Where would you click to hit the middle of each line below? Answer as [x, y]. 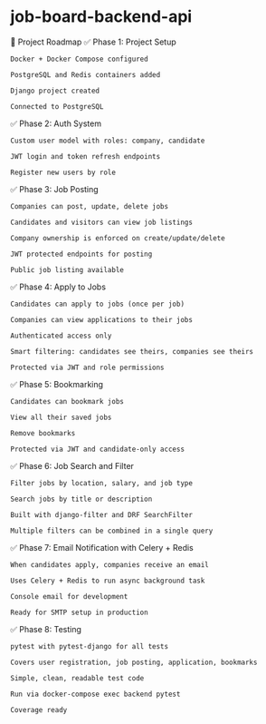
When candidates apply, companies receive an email [109, 564]
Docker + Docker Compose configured [79, 59]
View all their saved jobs [61, 417]
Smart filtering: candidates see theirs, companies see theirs [132, 351]
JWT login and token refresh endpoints [85, 156]
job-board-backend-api [101, 17]
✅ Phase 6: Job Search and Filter [72, 465]
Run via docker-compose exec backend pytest [95, 694]
